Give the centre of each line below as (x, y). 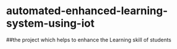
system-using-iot (50, 23)
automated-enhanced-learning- (87, 11)
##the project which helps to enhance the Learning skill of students (89, 40)
